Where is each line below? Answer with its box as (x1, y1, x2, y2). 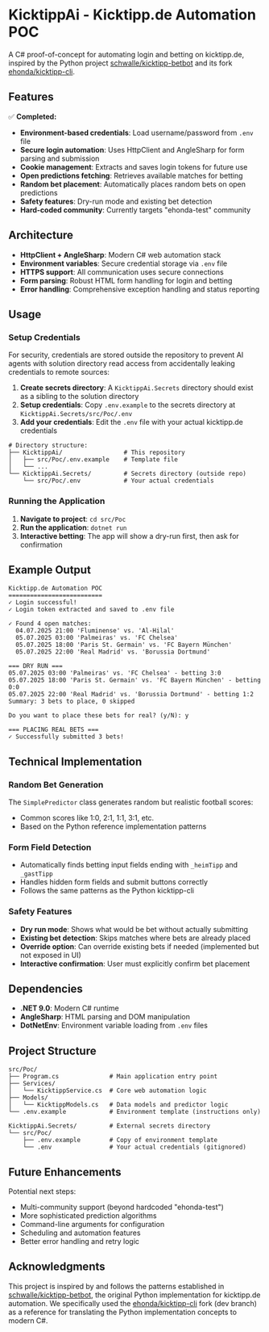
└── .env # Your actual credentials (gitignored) (23, 1143, 247, 1152)
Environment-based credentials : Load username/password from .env (19, 128, 254, 137)
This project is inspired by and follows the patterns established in (8, 1281, 225, 1291)
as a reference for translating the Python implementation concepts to (8, 1307, 238, 1317)
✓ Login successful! (8, 599, 78, 607)
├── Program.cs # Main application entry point (8, 1073, 218, 1081)
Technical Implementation (8, 754, 143, 768)
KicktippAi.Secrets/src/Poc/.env (19, 410, 133, 418)
